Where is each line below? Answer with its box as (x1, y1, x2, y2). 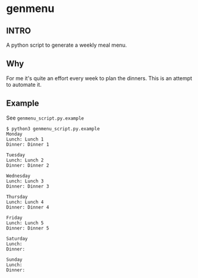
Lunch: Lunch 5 (6, 220, 44, 226)
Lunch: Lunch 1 (6, 136, 44, 142)
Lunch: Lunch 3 (6, 178, 44, 184)
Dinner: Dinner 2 (6, 162, 49, 169)
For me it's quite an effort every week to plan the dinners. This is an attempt (6, 74, 193, 82)
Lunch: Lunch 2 (6, 157, 44, 163)
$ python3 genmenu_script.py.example (6, 126, 100, 132)
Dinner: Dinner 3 (6, 183, 49, 190)
